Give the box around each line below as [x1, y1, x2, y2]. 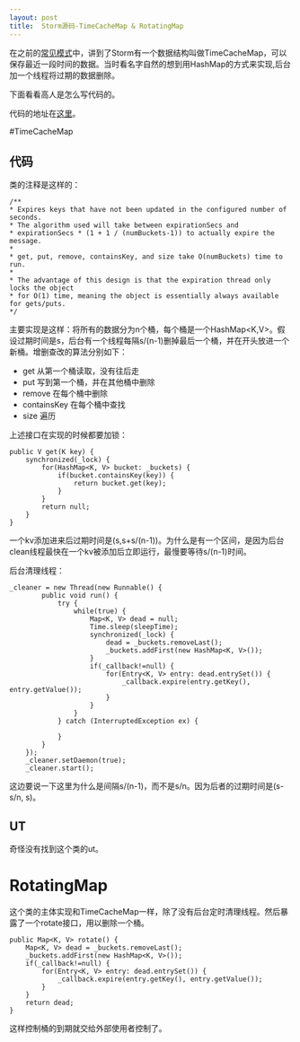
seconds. [9, 213, 42, 223]
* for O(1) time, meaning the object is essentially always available [9, 292, 279, 301]
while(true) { [73, 607, 127, 616]
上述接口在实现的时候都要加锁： [9, 430, 128, 441]
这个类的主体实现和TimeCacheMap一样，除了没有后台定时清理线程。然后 [9, 906, 281, 917]
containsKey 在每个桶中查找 [22, 399, 126, 410]
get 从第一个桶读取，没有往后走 [22, 365, 140, 377]
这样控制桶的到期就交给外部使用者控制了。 [9, 1023, 167, 1034]
